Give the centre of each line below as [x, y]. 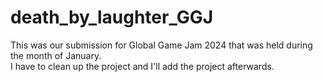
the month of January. [56, 55]
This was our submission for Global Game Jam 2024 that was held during [161, 45]
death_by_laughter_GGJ [112, 17]
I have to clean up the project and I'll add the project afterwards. [142, 66]
